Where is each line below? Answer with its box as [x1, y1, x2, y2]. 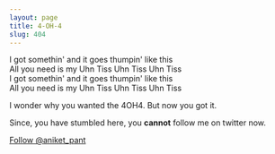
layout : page [9, 13, 58, 22]
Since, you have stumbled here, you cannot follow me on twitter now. [9, 117, 267, 128]
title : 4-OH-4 [9, 21, 63, 30]
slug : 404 [9, 30, 47, 38]
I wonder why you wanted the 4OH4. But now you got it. [9, 100, 217, 111]
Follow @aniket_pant [9, 135, 86, 146]
